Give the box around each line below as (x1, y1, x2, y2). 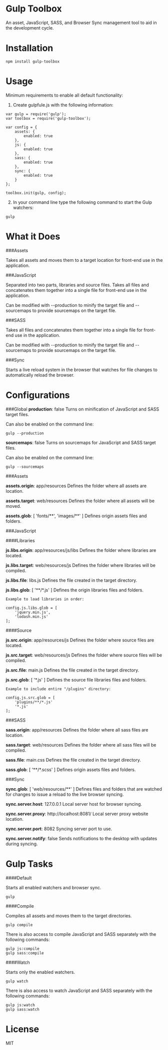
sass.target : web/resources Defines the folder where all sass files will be (5, 742, 156, 748)
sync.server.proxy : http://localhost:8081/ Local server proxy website (5, 811, 148, 817)
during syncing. (5, 841, 38, 847)
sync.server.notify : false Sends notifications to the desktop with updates (5, 835, 157, 841)
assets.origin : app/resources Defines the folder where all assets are (5, 483, 147, 489)
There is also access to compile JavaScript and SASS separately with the (5, 931, 156, 937)
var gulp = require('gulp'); (5, 111, 66, 117)
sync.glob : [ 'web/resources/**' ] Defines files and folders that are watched (5, 786, 162, 792)
